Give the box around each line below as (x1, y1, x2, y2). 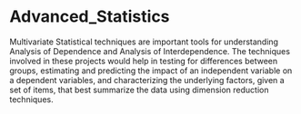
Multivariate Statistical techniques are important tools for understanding (9, 36, 279, 47)
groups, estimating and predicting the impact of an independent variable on (9, 65, 293, 76)
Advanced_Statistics (9, 6, 170, 27)
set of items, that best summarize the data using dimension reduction (9, 84, 269, 95)
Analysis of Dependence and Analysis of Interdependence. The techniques (9, 45, 291, 56)
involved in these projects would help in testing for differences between (9, 55, 278, 66)
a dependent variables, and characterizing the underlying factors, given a (9, 74, 285, 85)
